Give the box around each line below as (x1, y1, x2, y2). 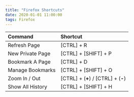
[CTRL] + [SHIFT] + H (60, 83, 113, 90)
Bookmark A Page (8, 58, 51, 65)
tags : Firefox (5, 17, 36, 22)
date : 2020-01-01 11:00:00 (5, 12, 62, 17)
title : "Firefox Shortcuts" (5, 7, 65, 13)
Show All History (8, 83, 47, 90)
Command (8, 33, 34, 40)
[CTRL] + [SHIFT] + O (60, 67, 113, 74)
